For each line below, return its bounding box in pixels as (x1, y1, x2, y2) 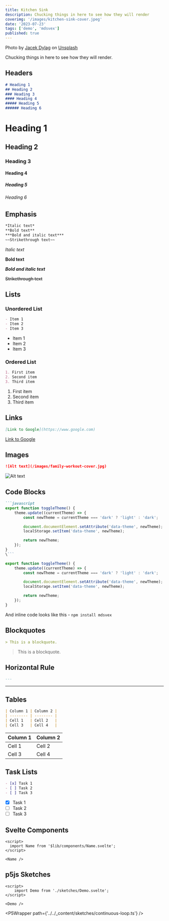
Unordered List (5, 305, 43, 312)
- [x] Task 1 (5, 781, 33, 786)
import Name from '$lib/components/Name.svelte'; (10, 843, 116, 849)
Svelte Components (5, 826, 69, 834)
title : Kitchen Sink (5, 7, 49, 13)
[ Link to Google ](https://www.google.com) (5, 427, 96, 432)
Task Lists (5, 767, 38, 776)
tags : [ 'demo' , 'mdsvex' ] (5, 26, 59, 31)
